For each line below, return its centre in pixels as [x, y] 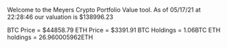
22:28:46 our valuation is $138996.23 [60, 17]
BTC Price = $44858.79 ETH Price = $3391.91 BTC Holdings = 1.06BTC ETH [114, 30]
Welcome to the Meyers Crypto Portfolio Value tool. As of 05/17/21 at [104, 10]
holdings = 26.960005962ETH [50, 37]
